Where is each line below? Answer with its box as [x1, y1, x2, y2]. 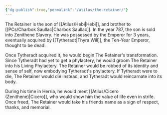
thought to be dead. [5, 42, 46, 48]
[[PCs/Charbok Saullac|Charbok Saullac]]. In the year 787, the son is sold [5, 26, 156, 32]
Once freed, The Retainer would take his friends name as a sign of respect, [5, 98, 160, 105]
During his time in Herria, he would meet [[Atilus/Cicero [5, 88, 119, 94]
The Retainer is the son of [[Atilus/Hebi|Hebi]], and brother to [5, 21, 131, 27]
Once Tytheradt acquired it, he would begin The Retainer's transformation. [5, 52, 158, 58]
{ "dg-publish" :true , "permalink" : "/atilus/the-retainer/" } [5, 7, 128, 12]
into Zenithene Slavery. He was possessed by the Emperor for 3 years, [5, 31, 150, 37]
